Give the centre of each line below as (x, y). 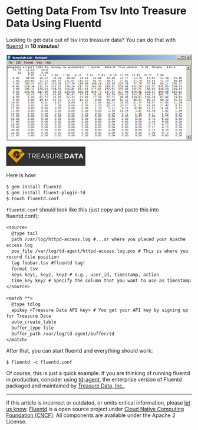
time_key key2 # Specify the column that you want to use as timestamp (101, 281)
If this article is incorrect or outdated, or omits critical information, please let (98, 402)
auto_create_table (34, 322)
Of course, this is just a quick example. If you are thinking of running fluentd (98, 373)
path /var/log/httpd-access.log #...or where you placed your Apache (98, 239)
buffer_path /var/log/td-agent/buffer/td (63, 334)
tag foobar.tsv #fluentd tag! (48, 263)
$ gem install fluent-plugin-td (46, 193)
